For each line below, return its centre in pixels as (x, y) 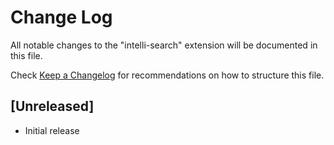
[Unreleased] (52, 106)
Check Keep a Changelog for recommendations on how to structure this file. (167, 75)
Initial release (52, 130)
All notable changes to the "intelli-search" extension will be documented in (164, 45)
